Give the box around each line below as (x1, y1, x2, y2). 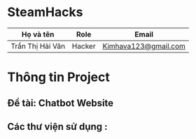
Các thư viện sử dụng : (7, 120, 108, 133)
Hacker (71, 41, 96, 51)
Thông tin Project (7, 69, 110, 85)
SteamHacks (7, 4, 83, 20)
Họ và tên (21, 29, 55, 39)
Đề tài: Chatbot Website (7, 97, 114, 109)
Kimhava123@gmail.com (102, 41, 185, 51)
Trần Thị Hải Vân (10, 41, 65, 51)
